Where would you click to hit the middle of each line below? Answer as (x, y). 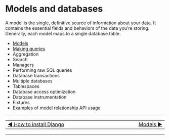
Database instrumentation (39, 97)
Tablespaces (26, 86)
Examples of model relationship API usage (56, 108)
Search (20, 59)
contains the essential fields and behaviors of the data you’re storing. (77, 28)
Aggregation (26, 54)
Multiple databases (32, 81)
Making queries (29, 49)
